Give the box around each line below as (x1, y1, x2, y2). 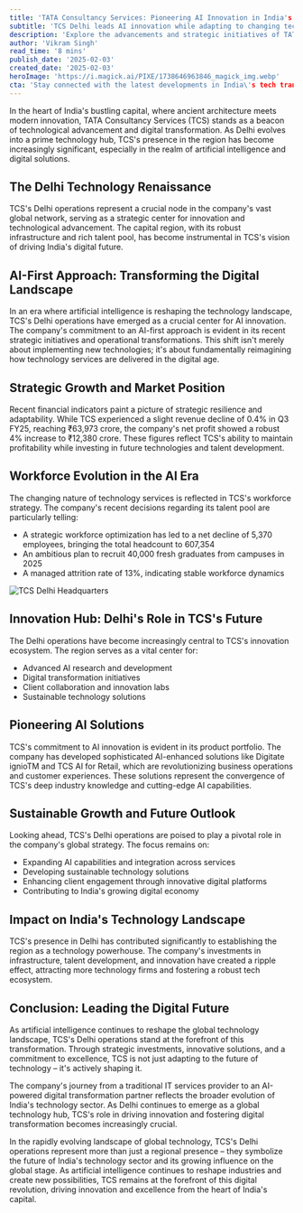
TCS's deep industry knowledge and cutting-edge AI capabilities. (9, 779, 252, 790)
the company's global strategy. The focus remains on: (9, 839, 210, 850)
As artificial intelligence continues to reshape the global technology (9, 1024, 260, 1035)
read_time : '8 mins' (9, 47, 87, 56)
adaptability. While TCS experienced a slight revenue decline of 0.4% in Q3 (9, 414, 289, 425)
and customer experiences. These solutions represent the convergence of (9, 770, 286, 781)
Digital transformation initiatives (22, 672, 141, 683)
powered (9, 1089, 42, 1100)
